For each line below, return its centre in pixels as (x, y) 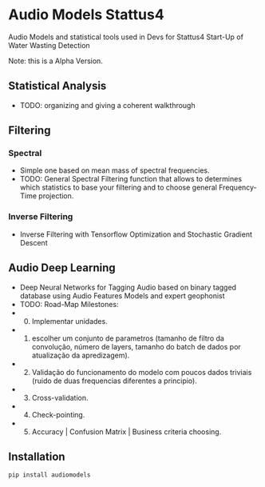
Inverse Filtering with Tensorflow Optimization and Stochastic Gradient (136, 234)
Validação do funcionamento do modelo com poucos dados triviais (142, 372)
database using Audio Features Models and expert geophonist (122, 295)
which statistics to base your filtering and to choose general (119, 188)
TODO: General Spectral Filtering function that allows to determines (131, 179)
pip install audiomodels (49, 475)
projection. (56, 196)
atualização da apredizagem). (81, 355)
